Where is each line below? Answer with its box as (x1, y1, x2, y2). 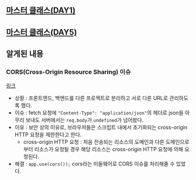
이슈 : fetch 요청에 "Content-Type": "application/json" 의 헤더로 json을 (14, 109, 184, 116)
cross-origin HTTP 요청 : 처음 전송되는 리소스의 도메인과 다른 (23, 139, 165, 146)
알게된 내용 (6, 49, 44, 59)
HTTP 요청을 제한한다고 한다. (14, 131, 82, 139)
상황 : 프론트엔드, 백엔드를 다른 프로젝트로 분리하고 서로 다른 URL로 (14, 95, 169, 102)
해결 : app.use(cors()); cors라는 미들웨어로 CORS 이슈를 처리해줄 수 (14, 160, 175, 168)
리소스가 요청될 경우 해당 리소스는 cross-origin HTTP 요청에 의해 (34, 146, 183, 153)
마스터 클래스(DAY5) (6, 27, 77, 37)
